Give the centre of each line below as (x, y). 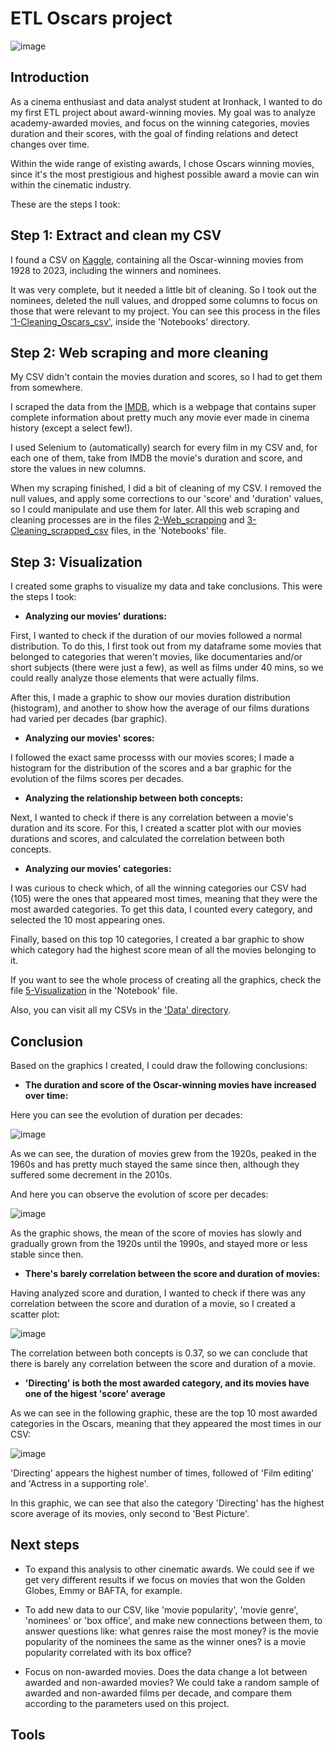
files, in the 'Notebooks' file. (168, 531)
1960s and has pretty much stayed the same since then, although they (155, 1164)
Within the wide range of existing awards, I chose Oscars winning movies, (162, 163)
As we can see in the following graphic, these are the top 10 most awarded (164, 1413)
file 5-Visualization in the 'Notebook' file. (94, 991)
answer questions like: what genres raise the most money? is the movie (172, 1631)
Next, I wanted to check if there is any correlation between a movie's (152, 818)
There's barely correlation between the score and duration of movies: (172, 1273)
